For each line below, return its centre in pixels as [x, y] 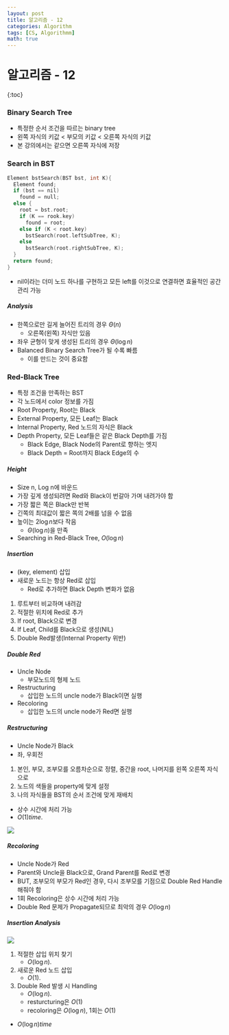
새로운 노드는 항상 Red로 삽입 [56, 580]
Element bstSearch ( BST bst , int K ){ [59, 178]
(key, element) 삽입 [44, 572]
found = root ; [46, 223]
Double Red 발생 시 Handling [57, 986]
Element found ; [35, 184]
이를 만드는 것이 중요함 [58, 359]
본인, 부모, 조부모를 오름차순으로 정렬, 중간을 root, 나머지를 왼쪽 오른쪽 [111, 769]
